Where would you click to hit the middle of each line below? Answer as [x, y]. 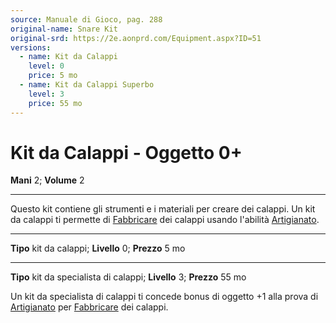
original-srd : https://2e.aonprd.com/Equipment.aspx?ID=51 [136, 38]
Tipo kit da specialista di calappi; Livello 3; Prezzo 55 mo [128, 277]
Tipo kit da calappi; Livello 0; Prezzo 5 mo [98, 248]
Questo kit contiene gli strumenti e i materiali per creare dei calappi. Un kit [163, 209]
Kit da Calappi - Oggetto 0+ [126, 152]
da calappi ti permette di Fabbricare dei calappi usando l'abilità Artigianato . [165, 220]
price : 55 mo [55, 103]
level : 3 [46, 94]
